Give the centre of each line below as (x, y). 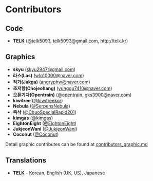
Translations (26, 160)
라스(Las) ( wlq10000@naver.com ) (48, 75)
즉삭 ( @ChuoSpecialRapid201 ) (45, 112)
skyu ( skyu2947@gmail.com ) (44, 69)
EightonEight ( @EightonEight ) (45, 123)
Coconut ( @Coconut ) (36, 134)
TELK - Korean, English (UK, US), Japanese (59, 173)
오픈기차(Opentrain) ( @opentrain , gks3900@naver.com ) (72, 95)
